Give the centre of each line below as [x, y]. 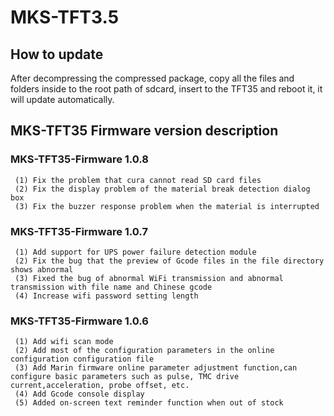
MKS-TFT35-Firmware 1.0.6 [79, 321]
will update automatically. [62, 99]
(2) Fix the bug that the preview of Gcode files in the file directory [169, 261]
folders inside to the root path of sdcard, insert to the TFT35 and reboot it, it [166, 89]
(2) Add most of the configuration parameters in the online [144, 351]
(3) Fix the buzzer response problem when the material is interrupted [167, 206]
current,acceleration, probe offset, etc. [100, 386]
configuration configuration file [82, 359]
